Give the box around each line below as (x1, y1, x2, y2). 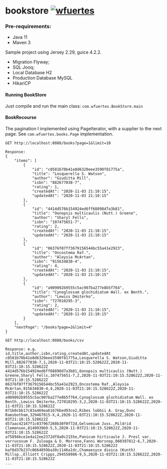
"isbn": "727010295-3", (32, 298, 82, 303)
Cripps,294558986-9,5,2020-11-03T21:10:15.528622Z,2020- (41, 451, 163, 457)
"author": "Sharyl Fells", (32, 215, 89, 220)
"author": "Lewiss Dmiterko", (32, 294, 95, 299)
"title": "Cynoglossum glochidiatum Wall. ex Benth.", (32, 290, 149, 295)
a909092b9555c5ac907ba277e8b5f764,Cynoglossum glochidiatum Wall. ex (5, 395, 154, 400)
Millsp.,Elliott (5, 451, 39, 457)
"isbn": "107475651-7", (32, 219, 82, 224)
